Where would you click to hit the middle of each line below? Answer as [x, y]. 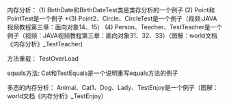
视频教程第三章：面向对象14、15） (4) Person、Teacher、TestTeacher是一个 [115, 27]
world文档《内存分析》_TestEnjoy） [57, 96]
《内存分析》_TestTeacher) [45, 44]
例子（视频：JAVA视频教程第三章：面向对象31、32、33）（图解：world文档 [112, 35]
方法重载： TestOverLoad [43, 59]
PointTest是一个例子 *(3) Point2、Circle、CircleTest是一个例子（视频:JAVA [112, 18]
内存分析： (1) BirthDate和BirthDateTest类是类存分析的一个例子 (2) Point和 [111, 10]
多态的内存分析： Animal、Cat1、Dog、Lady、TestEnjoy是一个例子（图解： [113, 88]
